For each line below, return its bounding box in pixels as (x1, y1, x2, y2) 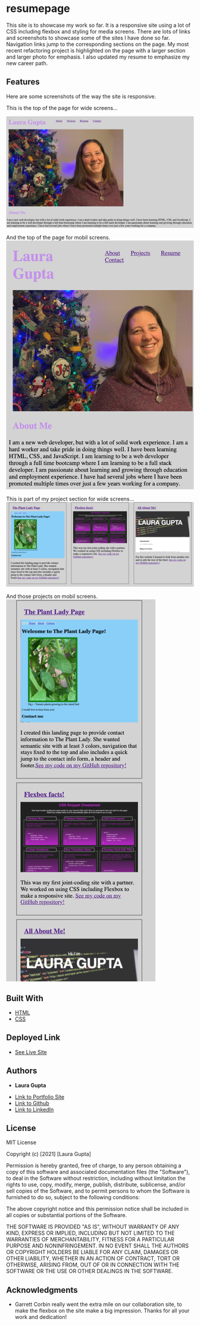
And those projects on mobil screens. (6, 593, 98, 600)
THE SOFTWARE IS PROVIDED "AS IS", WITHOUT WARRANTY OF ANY (6, 1223, 180, 1231)
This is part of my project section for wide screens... (6, 495, 135, 503)
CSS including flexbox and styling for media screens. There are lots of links (6, 27, 190, 35)
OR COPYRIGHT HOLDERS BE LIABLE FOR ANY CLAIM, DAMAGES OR (6, 1249, 179, 1256)
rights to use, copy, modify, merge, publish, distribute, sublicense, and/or (6, 1181, 186, 1188)
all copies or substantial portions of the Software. (6, 1212, 127, 1219)
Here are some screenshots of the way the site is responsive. (6, 93, 157, 100)
